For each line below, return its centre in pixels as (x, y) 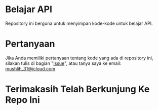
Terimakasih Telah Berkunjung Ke (77, 89)
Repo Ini (23, 100)
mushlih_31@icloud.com (30, 68)
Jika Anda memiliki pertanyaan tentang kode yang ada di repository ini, (79, 58)
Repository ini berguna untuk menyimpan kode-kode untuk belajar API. (79, 23)
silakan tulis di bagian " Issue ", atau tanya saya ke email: (63, 63)
